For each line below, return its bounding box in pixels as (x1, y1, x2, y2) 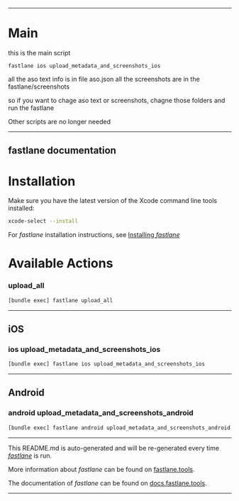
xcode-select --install (8, 218, 79, 225)
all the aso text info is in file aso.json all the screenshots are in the (8, 75, 201, 83)
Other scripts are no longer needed (8, 117, 111, 126)
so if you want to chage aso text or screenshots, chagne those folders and (8, 96, 226, 104)
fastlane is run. (8, 451, 52, 460)
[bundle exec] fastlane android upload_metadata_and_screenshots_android (8, 424, 231, 431)
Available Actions (8, 255, 113, 272)
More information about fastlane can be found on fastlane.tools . (8, 465, 195, 473)
